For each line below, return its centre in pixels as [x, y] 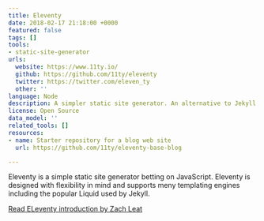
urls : [17, 60]
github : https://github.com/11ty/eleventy [86, 74]
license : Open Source [44, 111]
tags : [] [23, 37]
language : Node [33, 96]
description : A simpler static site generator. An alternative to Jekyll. [134, 103]
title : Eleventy [35, 15]
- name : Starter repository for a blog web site [90, 140]
